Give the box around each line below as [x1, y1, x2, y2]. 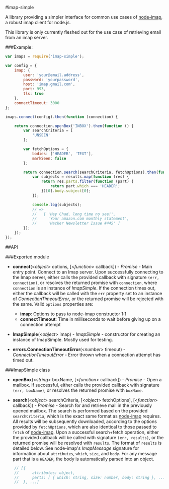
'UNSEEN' [32, 133, 51, 138]
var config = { [5, 63, 37, 68]
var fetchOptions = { [23, 147, 69, 152]
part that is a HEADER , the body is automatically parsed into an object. [12, 456, 154, 462]
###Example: [5, 44, 33, 50]
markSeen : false [32, 156, 66, 161]
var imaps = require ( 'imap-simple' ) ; [5, 54, 84, 59]
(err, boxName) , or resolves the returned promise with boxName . [12, 387, 143, 393]
